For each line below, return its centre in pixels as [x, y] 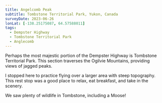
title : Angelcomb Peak [28, 10]
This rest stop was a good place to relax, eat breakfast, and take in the [77, 80]
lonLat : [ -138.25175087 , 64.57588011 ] [45, 23]
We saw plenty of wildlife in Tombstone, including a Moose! [66, 95]
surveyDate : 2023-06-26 [30, 19]
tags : [11, 28]
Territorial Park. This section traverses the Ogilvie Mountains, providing [78, 61]
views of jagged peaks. [29, 66]
